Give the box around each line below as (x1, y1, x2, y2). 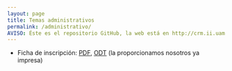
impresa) (17, 56, 43, 65)
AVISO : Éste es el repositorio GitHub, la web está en (7, 29, 169, 37)
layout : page (7, 10, 45, 17)
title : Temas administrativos (7, 17, 95, 24)
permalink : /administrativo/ (7, 23, 92, 30)
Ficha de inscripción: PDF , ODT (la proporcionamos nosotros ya (17, 49, 200, 57)
